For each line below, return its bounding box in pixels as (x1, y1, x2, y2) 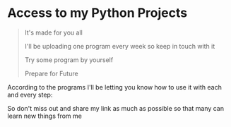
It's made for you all (24, 28, 83, 37)
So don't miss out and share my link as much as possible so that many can (7, 104, 225, 112)
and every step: (7, 90, 53, 99)
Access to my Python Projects (7, 5, 188, 21)
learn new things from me (7, 111, 83, 120)
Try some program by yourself (24, 55, 114, 64)
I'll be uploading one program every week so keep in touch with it (24, 42, 215, 50)
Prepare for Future (24, 69, 79, 78)
